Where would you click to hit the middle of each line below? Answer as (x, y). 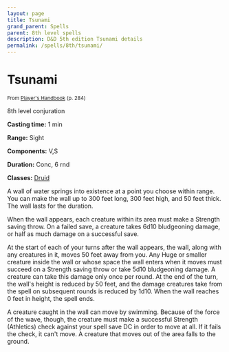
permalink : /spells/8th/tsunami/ (55, 46)
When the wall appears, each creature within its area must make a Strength (113, 219)
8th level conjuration (36, 110)
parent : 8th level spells (44, 33)
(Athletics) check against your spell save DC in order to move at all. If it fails (114, 326)
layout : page (26, 13)
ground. (18, 341)
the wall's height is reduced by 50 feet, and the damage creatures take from (115, 284)
